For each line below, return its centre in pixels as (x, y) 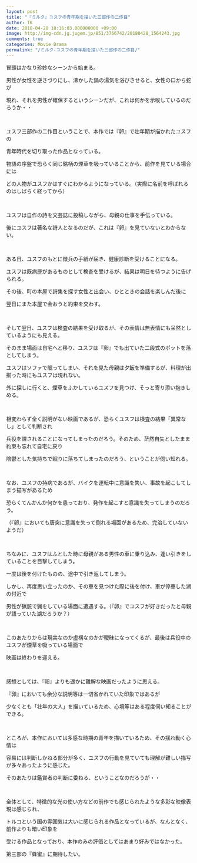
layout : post (22, 12)
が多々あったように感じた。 (40, 765)
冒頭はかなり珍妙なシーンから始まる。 (52, 67)
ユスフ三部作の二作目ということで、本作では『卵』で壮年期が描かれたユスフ (99, 131)
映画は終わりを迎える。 (34, 657)
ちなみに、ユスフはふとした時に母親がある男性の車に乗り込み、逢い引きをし (99, 554)
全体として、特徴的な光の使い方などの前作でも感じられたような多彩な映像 (96, 801)
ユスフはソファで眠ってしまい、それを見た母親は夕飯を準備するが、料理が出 (99, 367)
